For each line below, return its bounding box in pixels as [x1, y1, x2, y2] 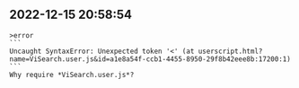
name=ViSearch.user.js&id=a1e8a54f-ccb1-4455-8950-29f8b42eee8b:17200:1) [9, 54, 292, 64]
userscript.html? [198, 47, 263, 56]
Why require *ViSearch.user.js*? [9, 70, 135, 79]
